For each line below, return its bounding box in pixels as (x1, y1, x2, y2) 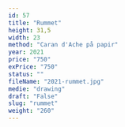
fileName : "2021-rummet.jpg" (8, 77, 104, 85)
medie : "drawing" (8, 84, 66, 93)
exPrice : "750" (8, 63, 59, 71)
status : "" (8, 70, 44, 78)
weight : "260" (8, 107, 55, 115)
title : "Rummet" (8, 19, 62, 27)
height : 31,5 (8, 26, 51, 34)
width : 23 (8, 33, 41, 42)
